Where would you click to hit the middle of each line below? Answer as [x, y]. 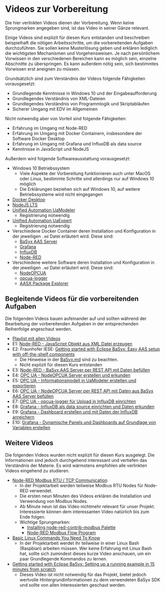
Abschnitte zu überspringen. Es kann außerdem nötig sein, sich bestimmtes [82, 64]
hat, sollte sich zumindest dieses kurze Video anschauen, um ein [85, 554]
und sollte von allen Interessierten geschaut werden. [73, 585]
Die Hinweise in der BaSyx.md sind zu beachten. [69, 359]
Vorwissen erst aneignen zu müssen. [43, 69]
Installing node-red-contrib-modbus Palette [71, 527]
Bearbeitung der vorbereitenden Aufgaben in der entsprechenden [72, 323]
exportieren [24, 385]
